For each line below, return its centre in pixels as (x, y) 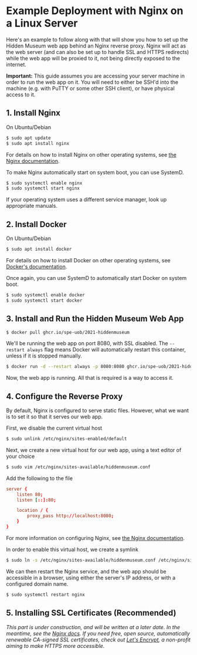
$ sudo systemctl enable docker (45, 295)
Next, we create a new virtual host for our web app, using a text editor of (94, 450)
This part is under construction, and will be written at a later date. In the (93, 627)
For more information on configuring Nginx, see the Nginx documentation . (95, 538)
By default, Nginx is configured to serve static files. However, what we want (98, 411)
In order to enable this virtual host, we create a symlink (72, 549)
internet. (16, 64)
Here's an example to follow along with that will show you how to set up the (97, 39)
